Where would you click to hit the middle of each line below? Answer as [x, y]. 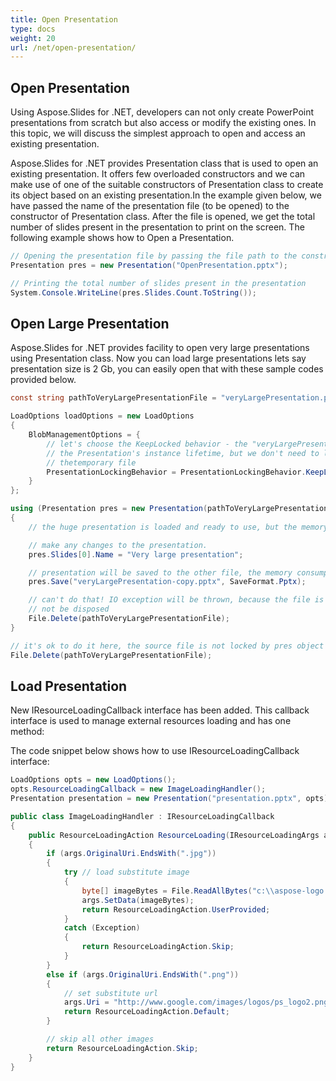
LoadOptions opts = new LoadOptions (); [93, 780]
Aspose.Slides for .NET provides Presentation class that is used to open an [164, 163]
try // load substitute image [126, 872]
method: [27, 732]
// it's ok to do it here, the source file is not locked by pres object [167, 646]
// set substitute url [111, 993]
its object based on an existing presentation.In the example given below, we [166, 195]
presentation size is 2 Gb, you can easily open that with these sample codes [167, 369]
